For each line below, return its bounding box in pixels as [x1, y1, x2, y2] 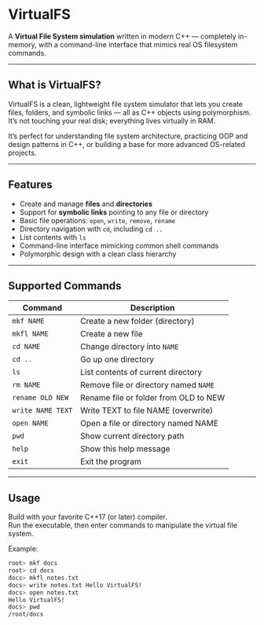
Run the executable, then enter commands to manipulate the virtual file [8, 520, 238, 530]
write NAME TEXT [12, 406, 73, 415]
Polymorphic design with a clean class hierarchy [19, 249, 177, 259]
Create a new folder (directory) [79, 316, 195, 327]
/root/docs [8, 611, 44, 619]
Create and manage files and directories [19, 199, 153, 208]
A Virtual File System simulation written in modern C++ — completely [8, 31, 237, 41]
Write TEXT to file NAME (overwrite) [79, 405, 214, 416]
